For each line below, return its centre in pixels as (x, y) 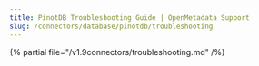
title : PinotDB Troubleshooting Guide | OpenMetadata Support (129, 18)
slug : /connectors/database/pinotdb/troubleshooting (111, 26)
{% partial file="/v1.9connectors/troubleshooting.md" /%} (117, 52)
